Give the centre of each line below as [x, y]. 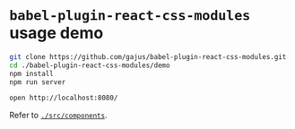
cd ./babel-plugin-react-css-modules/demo [90, 65]
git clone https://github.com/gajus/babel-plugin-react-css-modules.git [148, 56]
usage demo [56, 33]
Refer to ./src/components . [58, 116]
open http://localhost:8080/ [64, 98]
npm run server [38, 82]
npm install [31, 73]
